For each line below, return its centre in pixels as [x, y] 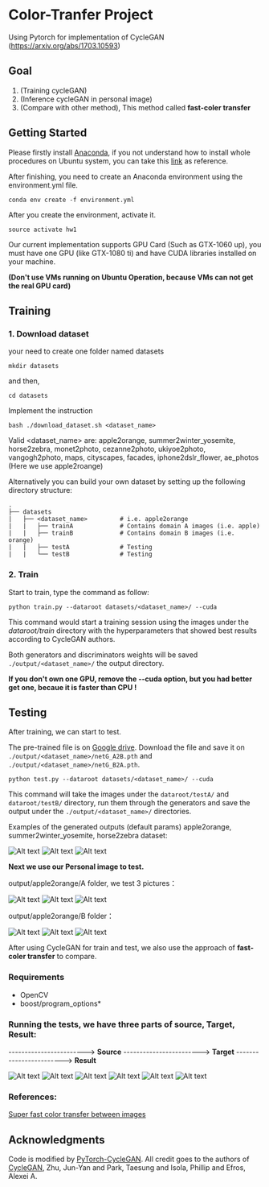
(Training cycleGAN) [53, 90]
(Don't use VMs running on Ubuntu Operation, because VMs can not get [131, 277]
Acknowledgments [57, 1140]
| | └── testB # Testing [80, 554]
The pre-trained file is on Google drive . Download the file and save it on [126, 747]
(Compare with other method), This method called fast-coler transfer [135, 107]
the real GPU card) [39, 285]
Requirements [37, 978]
